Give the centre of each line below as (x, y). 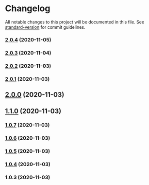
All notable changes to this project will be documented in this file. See (75, 22)
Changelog (28, 9)
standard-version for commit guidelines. (45, 27)
